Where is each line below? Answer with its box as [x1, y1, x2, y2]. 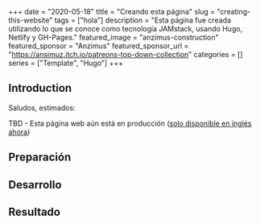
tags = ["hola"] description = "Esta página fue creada [54, 15, 232, 25]
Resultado [8, 205, 60, 218]
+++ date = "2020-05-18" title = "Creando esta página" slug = [8, 7, 216, 16]
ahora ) [8, 127, 31, 136]
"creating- [217, 7, 251, 16]
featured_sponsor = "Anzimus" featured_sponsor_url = [8, 41, 189, 51]
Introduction [8, 81, 72, 95]
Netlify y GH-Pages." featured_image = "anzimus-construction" [8, 32, 219, 42]
